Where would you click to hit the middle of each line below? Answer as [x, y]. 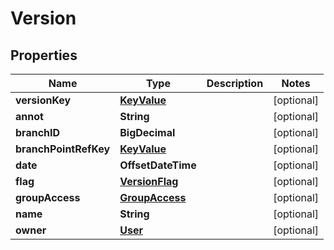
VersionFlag [149, 181]
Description [235, 83]
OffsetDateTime [158, 165]
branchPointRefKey [63, 149]
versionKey [43, 100]
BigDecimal [147, 132]
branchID [38, 132]
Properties [44, 55]
